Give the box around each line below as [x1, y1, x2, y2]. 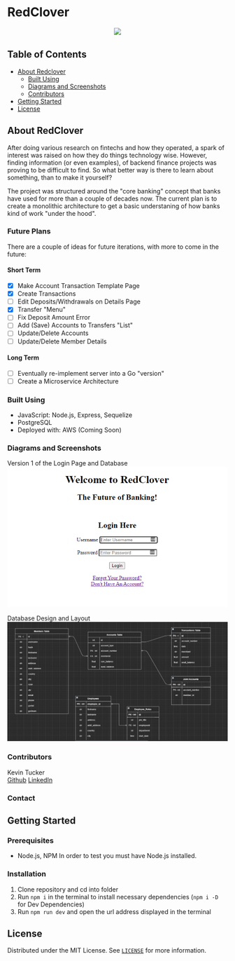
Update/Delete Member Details [17, 337, 107, 346]
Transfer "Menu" [17, 306, 66, 314]
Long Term [7, 353, 40, 362]
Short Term [7, 266, 41, 274]
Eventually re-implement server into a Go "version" [17, 369, 164, 377]
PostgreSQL [17, 418, 52, 427]
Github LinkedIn [7, 775, 53, 784]
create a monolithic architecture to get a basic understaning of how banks [7, 201, 220, 210]
